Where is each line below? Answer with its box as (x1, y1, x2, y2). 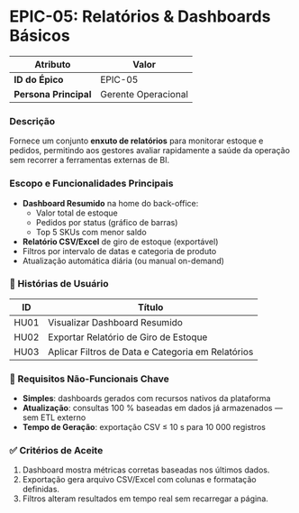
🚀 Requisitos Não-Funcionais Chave (9, 372, 169, 385)
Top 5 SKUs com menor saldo (35, 226, 147, 237)
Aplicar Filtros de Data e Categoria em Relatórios (48, 345, 254, 358)
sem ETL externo (22, 412, 86, 423)
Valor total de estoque (35, 207, 119, 218)
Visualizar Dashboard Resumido (48, 316, 183, 328)
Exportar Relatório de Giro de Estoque (48, 331, 208, 344)
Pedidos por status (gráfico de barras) (35, 216, 178, 227)
